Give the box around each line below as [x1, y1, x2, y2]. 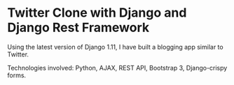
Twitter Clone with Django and [7, 5, 187, 21]
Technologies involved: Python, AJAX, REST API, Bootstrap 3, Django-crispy [7, 63, 228, 72]
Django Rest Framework [7, 20, 149, 36]
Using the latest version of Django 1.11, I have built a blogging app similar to [7, 42, 223, 51]
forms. [7, 71, 27, 79]
